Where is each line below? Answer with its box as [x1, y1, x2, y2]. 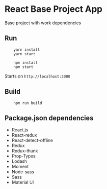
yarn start [13, 51, 36, 56]
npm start [13, 64, 34, 70]
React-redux [11, 132, 37, 138]
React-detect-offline [11, 137, 53, 144]
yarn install [13, 47, 40, 52]
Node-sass [11, 169, 34, 175]
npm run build [13, 100, 42, 106]
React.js [11, 127, 28, 133]
